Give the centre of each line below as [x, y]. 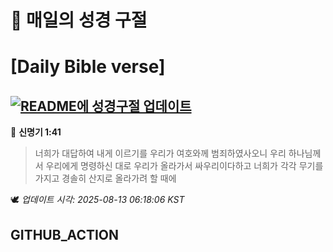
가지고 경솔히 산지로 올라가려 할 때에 [105, 178]
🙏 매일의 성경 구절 [79, 20]
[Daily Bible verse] [88, 67]
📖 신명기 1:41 [36, 132]
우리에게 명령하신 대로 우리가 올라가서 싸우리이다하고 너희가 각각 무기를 [184, 166]
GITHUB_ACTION [65, 234]
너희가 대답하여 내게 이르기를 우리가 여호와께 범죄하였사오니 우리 [160, 153]
